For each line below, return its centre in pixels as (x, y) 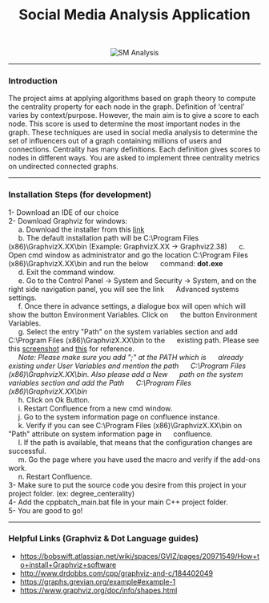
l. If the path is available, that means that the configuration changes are (135, 442)
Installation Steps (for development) (80, 195)
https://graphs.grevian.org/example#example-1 (98, 581)
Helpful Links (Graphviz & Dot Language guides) (104, 539)
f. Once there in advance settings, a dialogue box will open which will (132, 306)
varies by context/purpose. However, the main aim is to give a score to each (134, 115)
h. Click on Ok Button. (54, 399)
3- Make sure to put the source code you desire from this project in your (127, 485)
